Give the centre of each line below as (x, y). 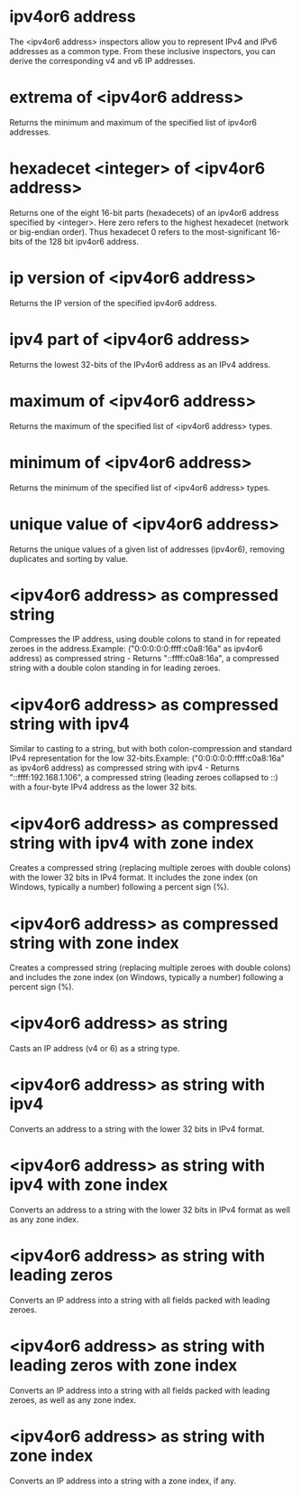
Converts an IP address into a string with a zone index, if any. (123, 1481)
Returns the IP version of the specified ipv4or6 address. (114, 303)
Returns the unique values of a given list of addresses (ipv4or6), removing (147, 549)
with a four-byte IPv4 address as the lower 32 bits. (103, 787)
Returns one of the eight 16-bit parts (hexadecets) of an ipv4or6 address (144, 212)
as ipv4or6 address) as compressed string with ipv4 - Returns (125, 768)
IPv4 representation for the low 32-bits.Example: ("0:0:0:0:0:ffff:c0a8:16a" (147, 758)
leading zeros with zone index (123, 1365)
